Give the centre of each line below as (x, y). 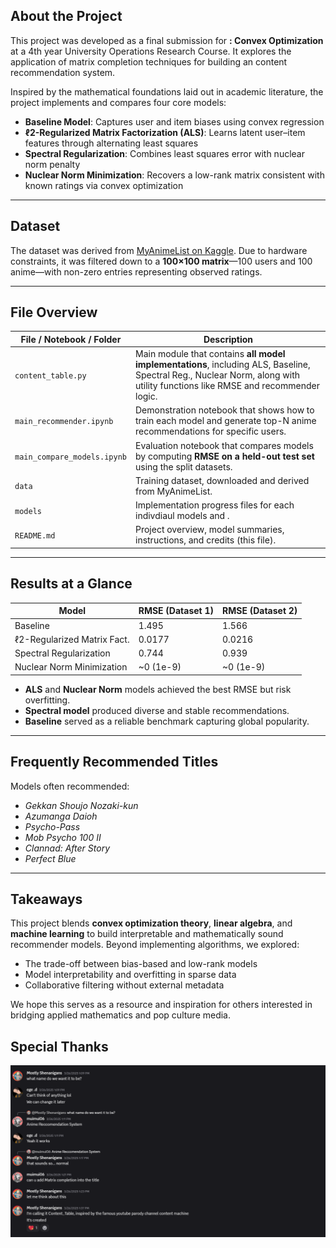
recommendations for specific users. (210, 431)
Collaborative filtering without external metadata (124, 985)
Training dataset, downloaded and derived (222, 480)
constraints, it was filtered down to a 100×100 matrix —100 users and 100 (161, 261)
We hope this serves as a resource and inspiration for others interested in (161, 1005)
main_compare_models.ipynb (70, 457)
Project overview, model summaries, (209, 530)
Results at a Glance (71, 584)
